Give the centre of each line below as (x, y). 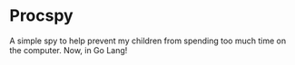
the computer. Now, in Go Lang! (69, 50)
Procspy (42, 16)
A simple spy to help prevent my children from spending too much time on (148, 41)
